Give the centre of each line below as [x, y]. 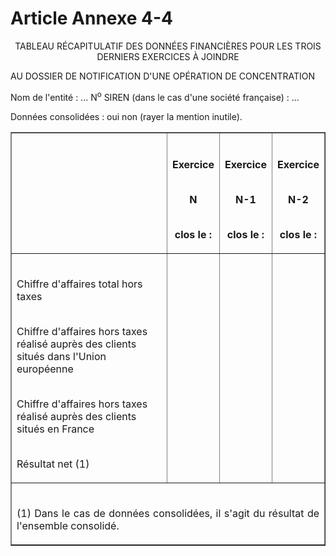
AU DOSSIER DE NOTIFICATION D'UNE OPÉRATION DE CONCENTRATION [162, 76]
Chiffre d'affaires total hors [79, 284]
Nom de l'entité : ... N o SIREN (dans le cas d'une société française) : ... [155, 96]
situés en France [55, 429]
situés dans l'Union [61, 356]
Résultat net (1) [53, 464]
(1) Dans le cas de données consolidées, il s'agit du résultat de [168, 513]
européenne [45, 369]
